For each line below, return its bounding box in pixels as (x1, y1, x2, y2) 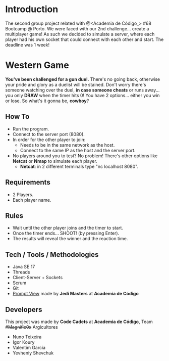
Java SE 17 (12, 264, 35, 270)
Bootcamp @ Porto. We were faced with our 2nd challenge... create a (5, 25, 149, 31)
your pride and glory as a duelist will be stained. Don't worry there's (5, 81, 146, 87)
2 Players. (12, 191, 34, 198)
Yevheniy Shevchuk (12, 350, 54, 356)
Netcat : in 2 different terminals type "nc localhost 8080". (20, 163, 139, 169)
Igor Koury (12, 339, 35, 345)
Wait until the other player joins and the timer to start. (12, 225, 124, 231)
